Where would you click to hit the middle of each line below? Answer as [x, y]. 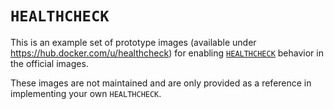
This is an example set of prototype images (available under [133, 42]
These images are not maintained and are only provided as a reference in [161, 83]
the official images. [49, 63]
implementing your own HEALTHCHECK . [86, 93]
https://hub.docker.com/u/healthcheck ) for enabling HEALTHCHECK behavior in [167, 53]
